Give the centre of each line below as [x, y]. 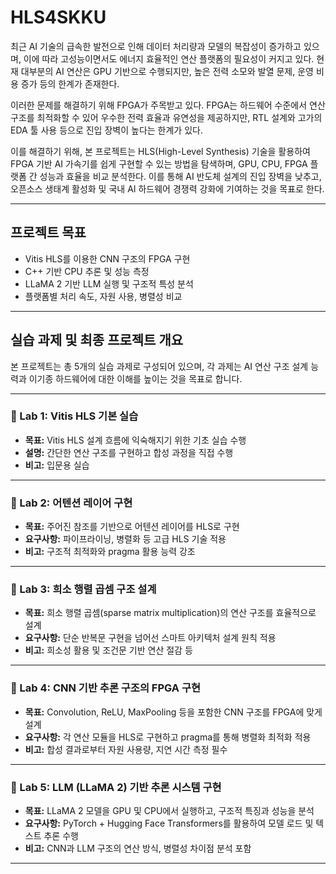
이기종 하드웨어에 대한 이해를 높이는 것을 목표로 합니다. [135, 378]
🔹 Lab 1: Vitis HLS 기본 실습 [74, 416]
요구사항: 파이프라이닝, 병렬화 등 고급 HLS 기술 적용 [125, 539]
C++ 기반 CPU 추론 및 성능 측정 [87, 271]
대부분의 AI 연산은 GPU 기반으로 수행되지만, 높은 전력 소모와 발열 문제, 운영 [167, 71]
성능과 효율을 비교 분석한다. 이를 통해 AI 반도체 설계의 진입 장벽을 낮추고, [180, 176]
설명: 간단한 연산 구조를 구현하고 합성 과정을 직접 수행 [129, 452]
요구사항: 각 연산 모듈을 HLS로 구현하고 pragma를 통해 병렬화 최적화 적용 [168, 737]
